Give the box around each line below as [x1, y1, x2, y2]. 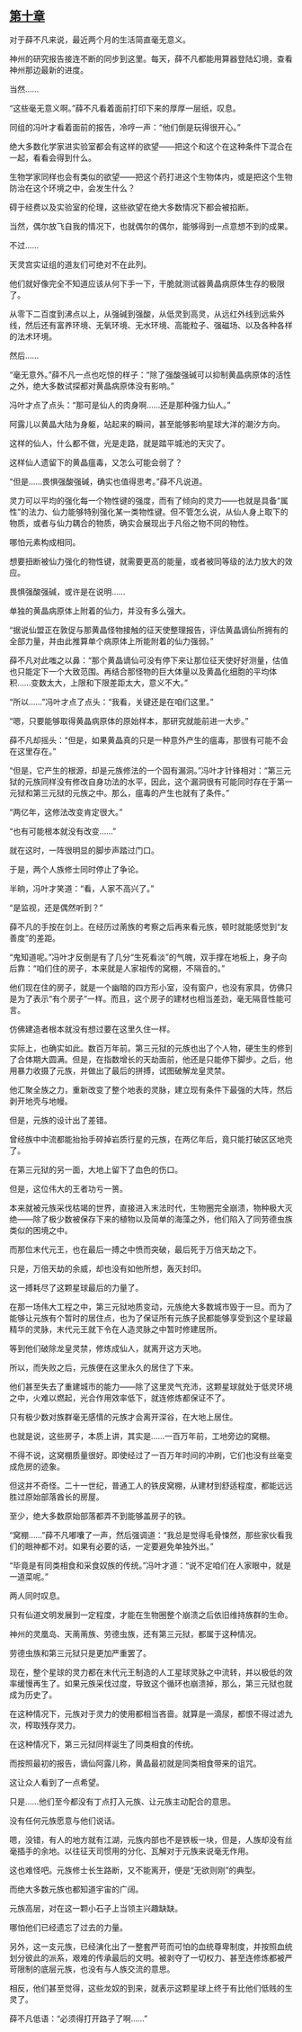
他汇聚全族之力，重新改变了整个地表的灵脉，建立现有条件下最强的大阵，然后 [9, 1084, 293, 1095]
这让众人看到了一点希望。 [9, 1777, 104, 1787]
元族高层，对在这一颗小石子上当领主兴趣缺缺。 [9, 1902, 182, 1913]
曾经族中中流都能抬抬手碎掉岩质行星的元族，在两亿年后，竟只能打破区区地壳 [9, 1133, 293, 1144]
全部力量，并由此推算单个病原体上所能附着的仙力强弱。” [9, 635, 214, 646]
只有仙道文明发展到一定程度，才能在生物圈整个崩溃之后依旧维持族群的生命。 [9, 1609, 293, 1620]
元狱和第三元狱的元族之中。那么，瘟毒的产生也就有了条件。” [9, 787, 230, 798]
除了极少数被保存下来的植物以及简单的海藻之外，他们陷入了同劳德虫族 [32, 1213, 293, 1224]
